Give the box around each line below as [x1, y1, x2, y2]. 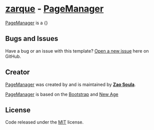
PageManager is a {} [5, 20, 48, 26]
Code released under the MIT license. [5, 119, 84, 125]
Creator [5, 68, 30, 76]
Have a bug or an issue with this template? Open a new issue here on [5, 48, 149, 54]
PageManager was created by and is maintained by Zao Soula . [5, 81, 136, 88]
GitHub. [5, 53, 21, 59]
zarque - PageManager [5, 3, 104, 15]
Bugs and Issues [5, 34, 59, 43]
